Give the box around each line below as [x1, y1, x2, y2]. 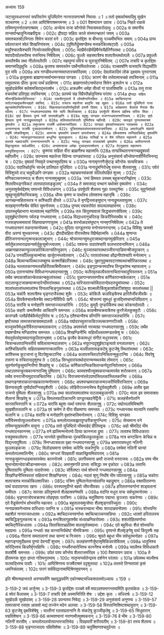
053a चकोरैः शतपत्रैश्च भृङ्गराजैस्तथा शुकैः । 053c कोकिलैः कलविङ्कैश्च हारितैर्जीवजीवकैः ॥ [5, 291, 152, 296]
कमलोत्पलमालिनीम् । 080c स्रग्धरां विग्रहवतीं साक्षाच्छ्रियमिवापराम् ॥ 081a [5, 451, 119, 456]
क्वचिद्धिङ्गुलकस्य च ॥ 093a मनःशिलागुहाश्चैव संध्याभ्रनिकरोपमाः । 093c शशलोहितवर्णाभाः [5, 517, 146, 522]
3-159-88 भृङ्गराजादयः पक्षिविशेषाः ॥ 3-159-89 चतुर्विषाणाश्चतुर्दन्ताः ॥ [5, 624, 120, 630]
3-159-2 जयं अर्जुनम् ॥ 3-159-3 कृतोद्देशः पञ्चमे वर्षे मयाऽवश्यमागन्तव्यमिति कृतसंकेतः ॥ [5, 586, 144, 591]
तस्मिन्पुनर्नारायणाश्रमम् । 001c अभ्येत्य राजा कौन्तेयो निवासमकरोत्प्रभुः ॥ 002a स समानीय [5, 25, 144, 31]
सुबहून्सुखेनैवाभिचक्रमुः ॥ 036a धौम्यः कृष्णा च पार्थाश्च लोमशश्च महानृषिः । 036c [5, 192, 131, 198]
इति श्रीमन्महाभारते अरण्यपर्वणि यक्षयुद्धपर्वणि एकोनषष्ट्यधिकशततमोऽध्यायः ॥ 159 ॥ [5, 576, 131, 582]
